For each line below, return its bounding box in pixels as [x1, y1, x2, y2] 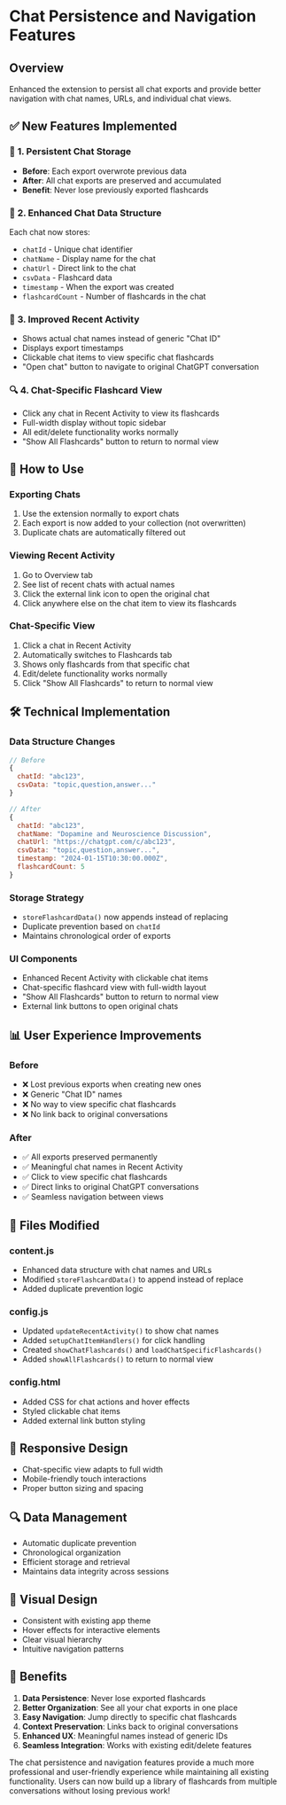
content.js [9, 1244, 55, 1256]
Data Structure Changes [9, 736, 116, 748]
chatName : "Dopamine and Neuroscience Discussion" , [17, 829, 213, 839]
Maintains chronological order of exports [21, 931, 171, 942]
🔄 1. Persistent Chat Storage [9, 145, 132, 158]
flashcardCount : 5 [17, 863, 86, 871]
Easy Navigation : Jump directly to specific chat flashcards [21, 1711, 237, 1722]
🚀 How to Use [9, 461, 84, 476]
